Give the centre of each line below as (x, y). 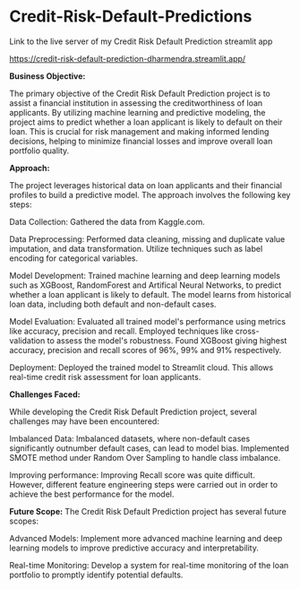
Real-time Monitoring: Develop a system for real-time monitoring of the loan (149, 565)
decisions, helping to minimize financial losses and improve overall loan (141, 141)
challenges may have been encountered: (84, 421)
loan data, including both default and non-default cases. (113, 304)
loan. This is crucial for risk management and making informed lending (139, 131)
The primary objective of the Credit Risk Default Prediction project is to (140, 93)
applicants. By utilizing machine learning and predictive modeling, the (137, 112)
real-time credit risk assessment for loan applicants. (105, 377)
